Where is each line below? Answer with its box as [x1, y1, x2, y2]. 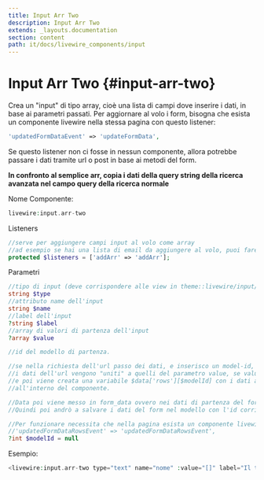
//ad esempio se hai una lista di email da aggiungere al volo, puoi [8, 246, 241, 254]
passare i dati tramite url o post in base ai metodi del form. [8, 155, 197, 164]
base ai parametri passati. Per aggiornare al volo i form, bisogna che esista [8, 109, 251, 119]
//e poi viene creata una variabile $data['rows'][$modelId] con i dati [8, 377, 251, 386]
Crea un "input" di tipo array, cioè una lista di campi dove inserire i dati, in [8, 101, 247, 110]
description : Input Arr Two [8, 19, 101, 27]
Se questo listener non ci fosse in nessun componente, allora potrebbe [8, 146, 237, 156]
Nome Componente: [8, 194, 74, 203]
